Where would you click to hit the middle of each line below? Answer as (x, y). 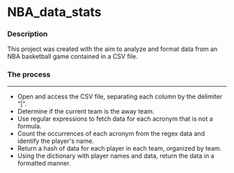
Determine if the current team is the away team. (86, 111)
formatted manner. (44, 163)
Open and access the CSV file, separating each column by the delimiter (120, 96)
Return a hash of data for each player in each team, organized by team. (119, 148)
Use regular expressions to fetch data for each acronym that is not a (115, 119)
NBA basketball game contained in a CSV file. (72, 57)
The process (29, 75)
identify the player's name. (55, 141)
